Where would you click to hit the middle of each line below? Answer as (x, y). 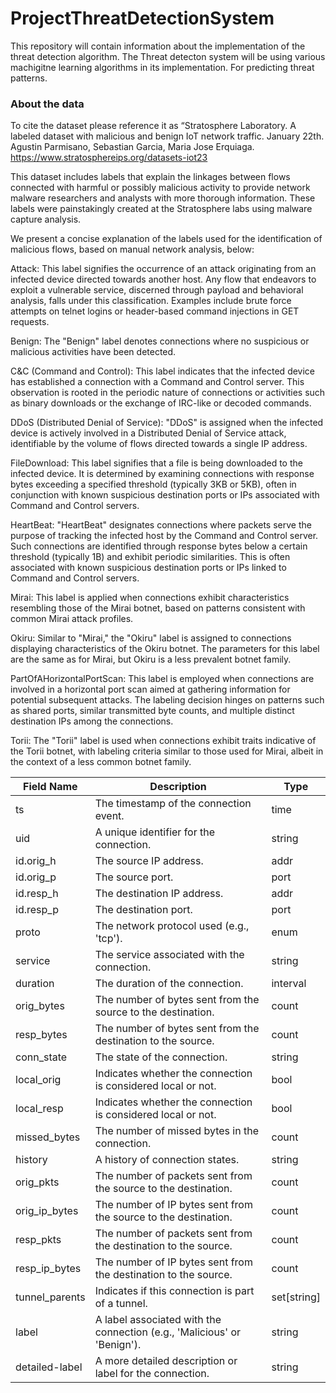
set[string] (296, 1297)
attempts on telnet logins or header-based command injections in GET (155, 311)
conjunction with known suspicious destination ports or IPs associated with (165, 495)
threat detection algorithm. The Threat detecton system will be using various (168, 56)
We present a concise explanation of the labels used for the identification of (166, 239)
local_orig (38, 1080)
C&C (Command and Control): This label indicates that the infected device (163, 371)
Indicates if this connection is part (174, 1291)
